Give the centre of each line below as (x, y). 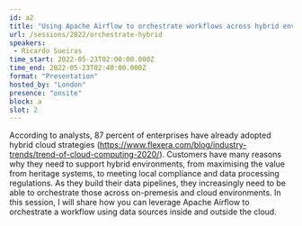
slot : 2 (24, 110)
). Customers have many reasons (220, 155)
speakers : (28, 43)
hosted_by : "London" (48, 85)
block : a (26, 101)
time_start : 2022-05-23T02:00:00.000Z (82, 59)
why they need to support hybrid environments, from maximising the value (147, 164)
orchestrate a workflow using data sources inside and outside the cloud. (143, 212)
